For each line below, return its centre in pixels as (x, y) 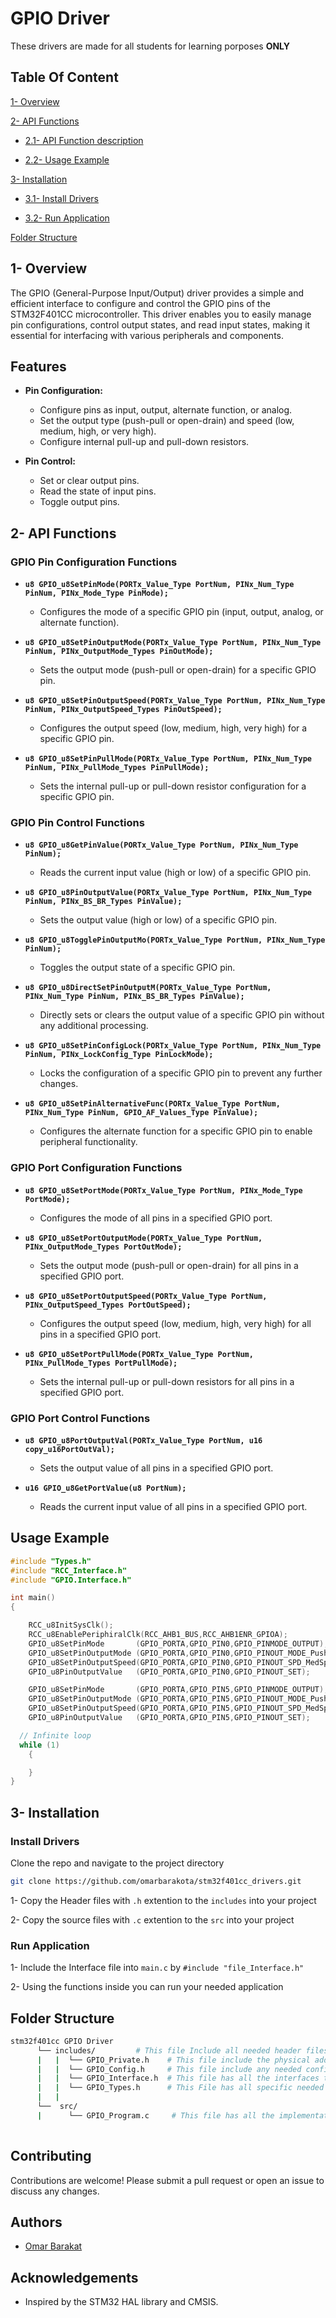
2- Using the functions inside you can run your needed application (147, 1987)
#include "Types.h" (51, 1561)
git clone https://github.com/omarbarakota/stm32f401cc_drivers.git (156, 1881)
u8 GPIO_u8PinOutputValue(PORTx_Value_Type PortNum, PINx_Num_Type (168, 893)
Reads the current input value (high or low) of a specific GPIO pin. (175, 873)
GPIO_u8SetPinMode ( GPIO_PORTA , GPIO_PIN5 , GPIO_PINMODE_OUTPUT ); (178, 1690)
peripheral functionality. (88, 1142)
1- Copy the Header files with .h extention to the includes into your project (163, 1900)
